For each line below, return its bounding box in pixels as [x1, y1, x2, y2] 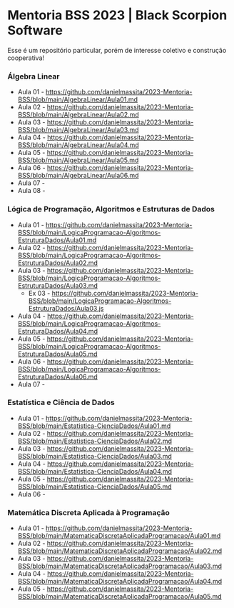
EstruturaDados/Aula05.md [17, 349, 98, 358]
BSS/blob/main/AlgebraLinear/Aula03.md [17, 126, 139, 134]
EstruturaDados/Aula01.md [17, 236, 97, 244]
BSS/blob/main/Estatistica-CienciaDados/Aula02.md [17, 437, 173, 445]
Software [7, 22, 63, 39]
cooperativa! [7, 54, 45, 62]
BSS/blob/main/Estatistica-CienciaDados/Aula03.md [17, 452, 173, 460]
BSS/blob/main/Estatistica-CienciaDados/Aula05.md [17, 482, 172, 491]
